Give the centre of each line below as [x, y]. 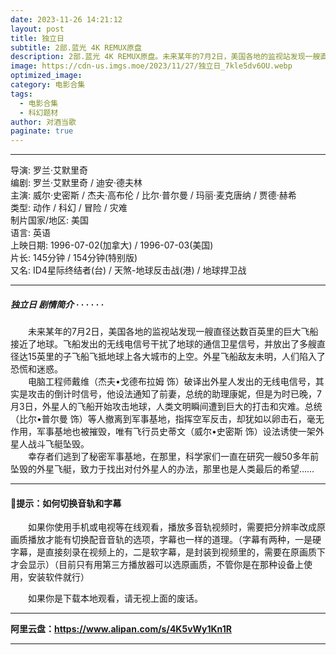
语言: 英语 [30, 233]
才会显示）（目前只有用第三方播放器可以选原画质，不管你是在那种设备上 [157, 565]
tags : [21, 94]
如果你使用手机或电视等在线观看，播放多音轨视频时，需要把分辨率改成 [172, 527]
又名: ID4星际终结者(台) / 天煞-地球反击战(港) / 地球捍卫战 [128, 270]
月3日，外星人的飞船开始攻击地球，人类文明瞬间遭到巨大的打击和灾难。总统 [166, 407]
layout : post [37, 29]
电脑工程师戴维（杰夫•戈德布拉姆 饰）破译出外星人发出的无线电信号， [171, 382]
